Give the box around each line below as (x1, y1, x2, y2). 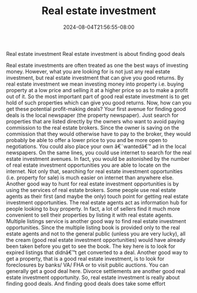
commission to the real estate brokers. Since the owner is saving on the (6, 124, 179, 131)
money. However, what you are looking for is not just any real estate (6, 68, 171, 75)
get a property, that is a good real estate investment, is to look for (6, 255, 165, 262)
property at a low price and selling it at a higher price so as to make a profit (6, 86, 188, 93)
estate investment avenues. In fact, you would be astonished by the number (6, 155, 190, 162)
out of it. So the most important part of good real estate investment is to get (6, 93, 189, 100)
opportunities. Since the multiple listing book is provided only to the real (6, 224, 181, 231)
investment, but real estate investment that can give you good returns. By (6, 74, 184, 81)
